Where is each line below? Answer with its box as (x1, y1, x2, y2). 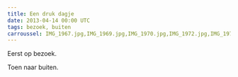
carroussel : (7, 30, 42, 37)
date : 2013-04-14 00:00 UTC (7, 17, 91, 24)
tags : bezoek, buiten (7, 23, 72, 30)
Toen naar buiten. (7, 63, 59, 71)
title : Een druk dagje (7, 10, 74, 18)
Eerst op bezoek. (7, 49, 57, 58)
